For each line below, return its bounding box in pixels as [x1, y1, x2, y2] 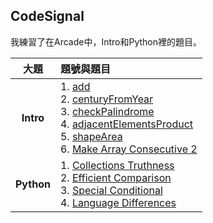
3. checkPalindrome [59, 104, 155, 118]
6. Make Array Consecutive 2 [59, 142, 198, 156]
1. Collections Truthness [59, 158, 175, 172]
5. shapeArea [59, 129, 123, 143]
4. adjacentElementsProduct [59, 117, 194, 131]
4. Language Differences [59, 195, 177, 209]
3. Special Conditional [59, 183, 163, 197]
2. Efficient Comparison [59, 170, 172, 184]
